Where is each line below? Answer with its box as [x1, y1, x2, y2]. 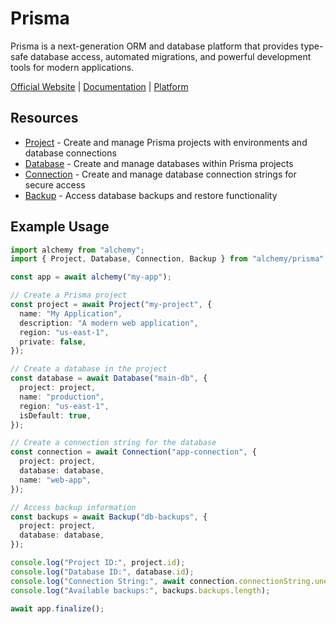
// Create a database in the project [10, 364, 168, 374]
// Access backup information [10, 502, 137, 512]
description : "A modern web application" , [19, 318, 199, 328]
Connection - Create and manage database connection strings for [24, 168, 297, 180]
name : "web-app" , [19, 475, 92, 485]
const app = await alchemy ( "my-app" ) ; [10, 272, 172, 282]
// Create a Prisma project [10, 290, 128, 301]
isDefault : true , [19, 410, 92, 421]
